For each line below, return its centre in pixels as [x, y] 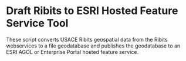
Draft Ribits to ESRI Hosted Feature [92, 11]
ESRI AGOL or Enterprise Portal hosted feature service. [72, 52]
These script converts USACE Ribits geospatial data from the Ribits [87, 39]
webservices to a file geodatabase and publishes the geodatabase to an [93, 46]
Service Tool [37, 23]
